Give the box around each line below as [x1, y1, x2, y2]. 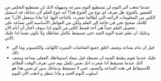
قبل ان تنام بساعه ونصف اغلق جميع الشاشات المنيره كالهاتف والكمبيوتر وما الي [11, 45, 155, 50]
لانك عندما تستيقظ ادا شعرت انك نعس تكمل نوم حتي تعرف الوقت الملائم [11, 60, 143, 65]
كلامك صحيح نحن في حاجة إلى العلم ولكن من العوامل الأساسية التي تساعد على [4, 19, 147, 25]
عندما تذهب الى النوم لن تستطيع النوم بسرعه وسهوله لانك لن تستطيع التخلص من [4, 4, 150, 10]
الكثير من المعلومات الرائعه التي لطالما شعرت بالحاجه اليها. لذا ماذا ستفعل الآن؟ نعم [4, 15, 156, 20]
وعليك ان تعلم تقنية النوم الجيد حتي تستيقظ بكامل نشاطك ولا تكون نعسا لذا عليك [4, 30, 150, 35]
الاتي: [4, 35, 15, 41]
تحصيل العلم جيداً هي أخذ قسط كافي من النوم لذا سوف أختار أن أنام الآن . [4, 25, 138, 31]
